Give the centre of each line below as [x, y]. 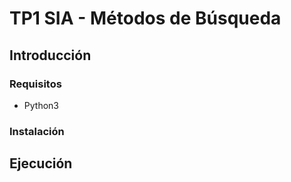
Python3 [41, 105]
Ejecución [41, 163]
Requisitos [35, 84]
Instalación [37, 131]
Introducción [50, 55]
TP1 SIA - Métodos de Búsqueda [145, 18]
